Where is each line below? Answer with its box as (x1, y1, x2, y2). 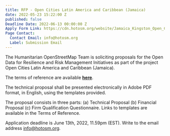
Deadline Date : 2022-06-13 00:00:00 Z (5, 21, 87, 27)
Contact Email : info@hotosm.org (10, 36, 78, 41)
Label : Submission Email (10, 40, 62, 45)
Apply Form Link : (5, 26, 42, 31)
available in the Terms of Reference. (5, 110, 80, 116)
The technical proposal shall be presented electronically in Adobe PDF (5, 84, 152, 90)
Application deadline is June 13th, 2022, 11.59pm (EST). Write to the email (5, 119, 159, 126)
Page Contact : (5, 31, 35, 36)
